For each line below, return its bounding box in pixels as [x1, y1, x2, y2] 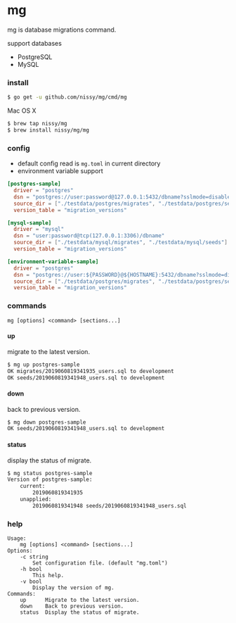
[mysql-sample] [7, 219, 52, 227]
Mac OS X [7, 106, 37, 115]
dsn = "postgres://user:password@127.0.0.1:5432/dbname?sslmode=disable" [13, 193, 234, 201]
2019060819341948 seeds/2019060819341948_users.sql [32, 502, 188, 509]
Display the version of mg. [32, 584, 114, 591]
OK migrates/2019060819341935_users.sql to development [7, 367, 174, 375]
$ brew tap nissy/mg [7, 120, 68, 127]
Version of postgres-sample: [7, 476, 93, 484]
